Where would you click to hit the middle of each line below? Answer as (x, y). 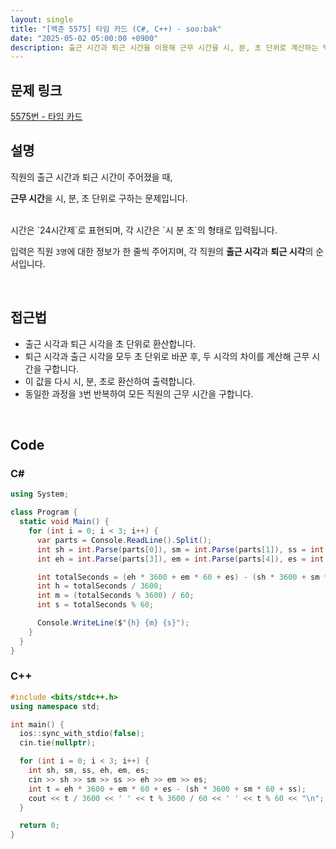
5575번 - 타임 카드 (46, 117)
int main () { (37, 724)
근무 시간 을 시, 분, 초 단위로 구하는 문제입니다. (99, 198)
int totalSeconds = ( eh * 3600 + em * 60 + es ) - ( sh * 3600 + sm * (182, 577)
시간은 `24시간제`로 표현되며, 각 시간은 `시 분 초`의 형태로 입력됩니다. (144, 230)
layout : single (42, 19)
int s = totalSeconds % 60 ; (95, 605)
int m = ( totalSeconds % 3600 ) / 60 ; (115, 596)
